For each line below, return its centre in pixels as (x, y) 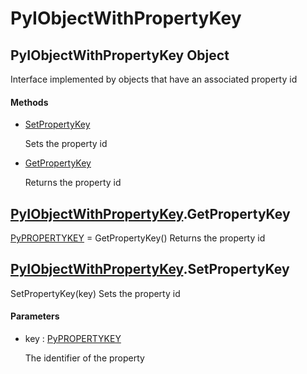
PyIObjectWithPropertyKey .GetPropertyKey (150, 213)
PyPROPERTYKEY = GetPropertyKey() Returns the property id (138, 238)
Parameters (35, 316)
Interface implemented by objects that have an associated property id (154, 79)
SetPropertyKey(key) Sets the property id (95, 293)
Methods (29, 102)
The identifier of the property (84, 358)
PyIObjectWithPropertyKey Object (120, 55)
